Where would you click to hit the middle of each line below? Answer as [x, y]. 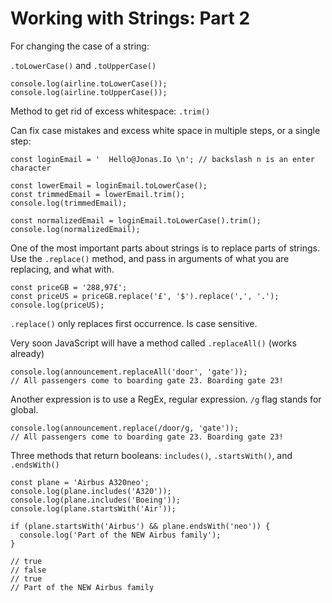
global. [24, 409]
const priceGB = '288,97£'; [69, 287]
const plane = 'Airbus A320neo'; [80, 482]
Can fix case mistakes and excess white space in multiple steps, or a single [165, 130]
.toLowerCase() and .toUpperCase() [83, 65]
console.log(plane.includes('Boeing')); [96, 500]
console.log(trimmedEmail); [69, 203]
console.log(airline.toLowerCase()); [89, 83]
